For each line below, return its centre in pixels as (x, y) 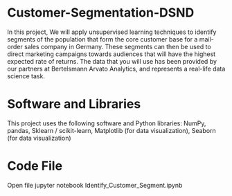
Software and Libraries (74, 104)
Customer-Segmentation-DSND (101, 13)
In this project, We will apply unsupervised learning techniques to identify (112, 32)
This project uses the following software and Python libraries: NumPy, (107, 123)
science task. (26, 76)
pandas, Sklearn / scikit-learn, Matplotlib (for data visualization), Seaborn (111, 130)
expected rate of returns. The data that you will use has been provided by (112, 61)
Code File (35, 166)
